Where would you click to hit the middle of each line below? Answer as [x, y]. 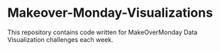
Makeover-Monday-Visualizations [110, 13]
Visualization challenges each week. [60, 39]
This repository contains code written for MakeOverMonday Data [103, 32]
